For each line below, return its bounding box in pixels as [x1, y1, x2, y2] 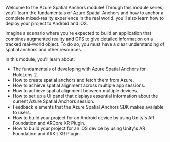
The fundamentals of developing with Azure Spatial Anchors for [12, 66, 146, 72]
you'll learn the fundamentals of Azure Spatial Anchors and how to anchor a [5, 10, 164, 16]
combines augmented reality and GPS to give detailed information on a [5, 35, 153, 42]
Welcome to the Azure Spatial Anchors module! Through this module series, [5, 5, 164, 10]
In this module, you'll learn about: [5, 56, 75, 62]
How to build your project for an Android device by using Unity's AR [12, 115, 155, 121]
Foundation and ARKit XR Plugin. [12, 131, 81, 136]
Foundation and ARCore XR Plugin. [12, 120, 85, 126]
